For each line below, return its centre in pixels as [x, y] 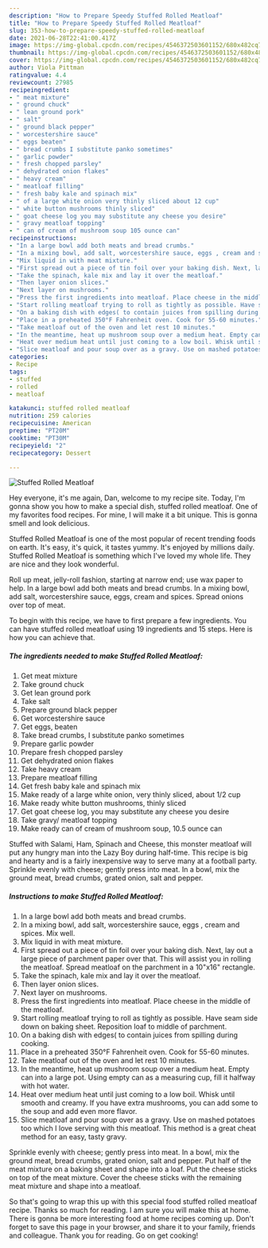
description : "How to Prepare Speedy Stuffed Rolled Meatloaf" [116, 16]
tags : [18, 372]
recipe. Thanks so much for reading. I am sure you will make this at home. [130, 1210]
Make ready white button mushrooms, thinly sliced [103, 804]
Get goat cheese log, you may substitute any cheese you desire [125, 812]
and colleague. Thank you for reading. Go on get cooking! [104, 1236]
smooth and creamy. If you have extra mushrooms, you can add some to [139, 1103]
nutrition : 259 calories [50, 416]
